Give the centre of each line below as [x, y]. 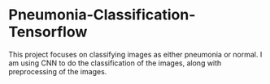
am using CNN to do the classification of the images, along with [115, 63]
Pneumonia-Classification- [102, 15]
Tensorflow [48, 32]
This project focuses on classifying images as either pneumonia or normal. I [135, 54]
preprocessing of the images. [58, 71]
